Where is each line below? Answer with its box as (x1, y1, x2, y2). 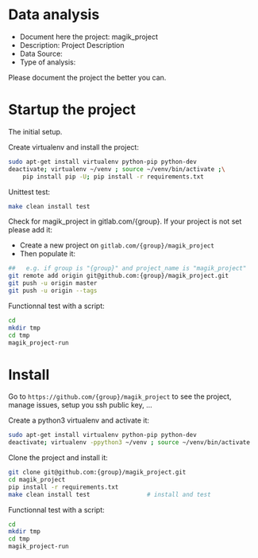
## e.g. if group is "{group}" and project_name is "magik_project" (8, 264, 247, 272)
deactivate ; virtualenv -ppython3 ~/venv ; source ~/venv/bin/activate (8, 439, 250, 447)
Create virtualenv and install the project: (8, 142, 139, 152)
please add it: (8, 225, 53, 235)
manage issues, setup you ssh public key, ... (8, 400, 152, 410)
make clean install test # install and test (8, 490, 212, 498)
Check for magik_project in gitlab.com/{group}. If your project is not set (8, 217, 242, 226)
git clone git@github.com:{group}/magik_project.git (8, 468, 187, 477)
